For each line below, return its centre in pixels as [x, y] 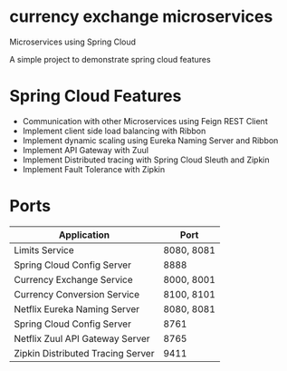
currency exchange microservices [141, 17]
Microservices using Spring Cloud [73, 42]
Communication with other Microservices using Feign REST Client [145, 121]
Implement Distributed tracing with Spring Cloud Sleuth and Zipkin [146, 160]
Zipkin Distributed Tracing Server [84, 353]
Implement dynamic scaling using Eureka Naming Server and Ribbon [150, 140]
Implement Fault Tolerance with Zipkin [94, 169]
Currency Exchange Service [73, 279]
